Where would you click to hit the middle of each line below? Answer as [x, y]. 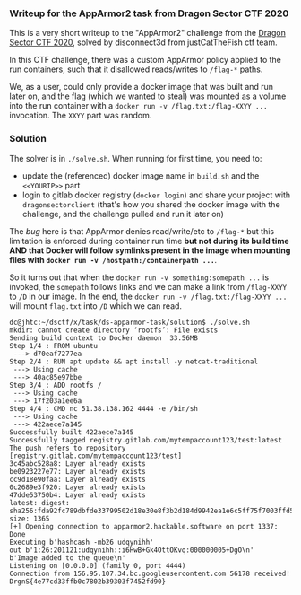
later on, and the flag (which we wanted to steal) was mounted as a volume [148, 96]
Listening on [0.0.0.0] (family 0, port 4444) [98, 565]
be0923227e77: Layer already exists [77, 471]
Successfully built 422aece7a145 [72, 432]
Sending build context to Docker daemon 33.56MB [104, 338]
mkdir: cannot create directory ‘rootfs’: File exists [114, 330]
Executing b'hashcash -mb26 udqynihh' [82, 542]
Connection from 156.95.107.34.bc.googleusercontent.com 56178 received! [150, 573]
